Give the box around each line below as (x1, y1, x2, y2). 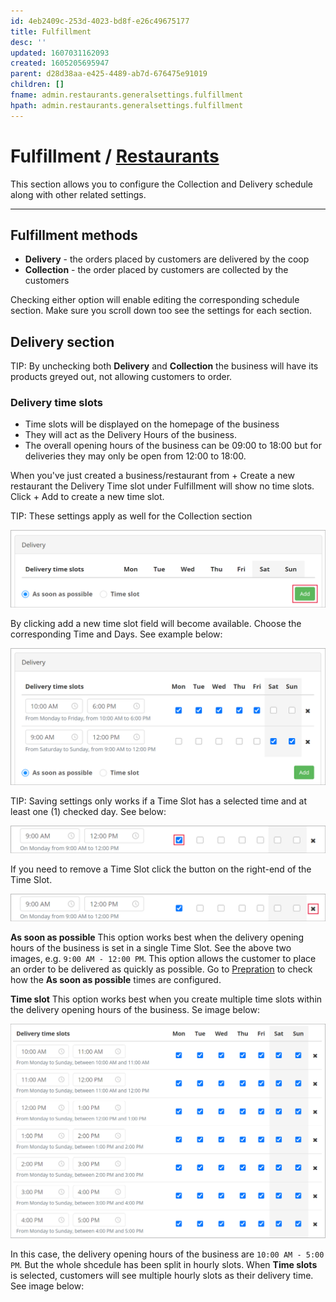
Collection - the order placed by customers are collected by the (24, 264, 289, 276)
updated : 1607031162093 (10, 48, 110, 58)
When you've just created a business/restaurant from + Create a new (10, 470, 295, 482)
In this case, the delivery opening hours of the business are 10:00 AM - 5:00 (10, 1248, 325, 1260)
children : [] (10, 80, 65, 90)
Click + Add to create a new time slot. (10, 491, 165, 503)
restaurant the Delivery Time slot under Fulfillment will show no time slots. (10, 480, 315, 492)
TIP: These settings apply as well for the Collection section (10, 510, 253, 522)
